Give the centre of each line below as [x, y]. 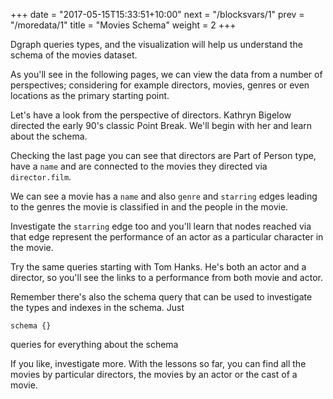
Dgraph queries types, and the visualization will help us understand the [156, 44]
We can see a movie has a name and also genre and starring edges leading [164, 196]
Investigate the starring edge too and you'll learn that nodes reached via [161, 226]
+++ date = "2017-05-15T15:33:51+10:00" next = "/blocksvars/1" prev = [157, 14]
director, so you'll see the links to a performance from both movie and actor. [166, 277]
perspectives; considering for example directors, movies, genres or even [160, 85]
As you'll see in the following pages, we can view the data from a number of [166, 74]
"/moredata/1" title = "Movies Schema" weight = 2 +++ [123, 25]
